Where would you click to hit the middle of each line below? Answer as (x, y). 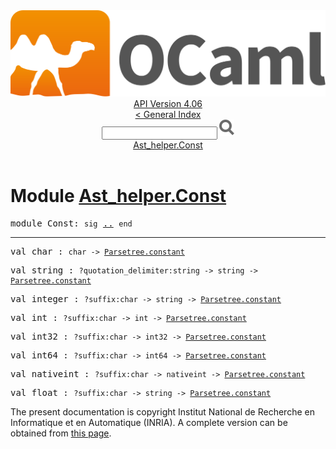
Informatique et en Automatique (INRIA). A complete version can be (149, 423)
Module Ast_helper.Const (118, 196)
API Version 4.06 (168, 104)
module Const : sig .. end (71, 223)
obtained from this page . (61, 433)
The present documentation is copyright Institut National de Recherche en (162, 412)
